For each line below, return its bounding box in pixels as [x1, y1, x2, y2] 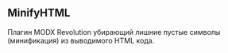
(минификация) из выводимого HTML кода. [7, 36, 155, 45]
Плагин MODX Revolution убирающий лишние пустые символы [7, 27, 221, 36]
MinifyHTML [7, 6, 71, 20]
